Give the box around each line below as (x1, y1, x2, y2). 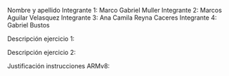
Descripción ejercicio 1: (7, 34, 75, 43)
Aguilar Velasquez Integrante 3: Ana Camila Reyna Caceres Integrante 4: (7, 13, 217, 22)
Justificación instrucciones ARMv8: (7, 62, 110, 70)
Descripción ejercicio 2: (7, 49, 76, 56)
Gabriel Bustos (7, 21, 51, 29)
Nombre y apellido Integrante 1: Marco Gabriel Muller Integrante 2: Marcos (7, 6, 223, 14)
